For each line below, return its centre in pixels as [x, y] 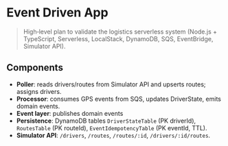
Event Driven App [57, 13]
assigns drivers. [39, 91]
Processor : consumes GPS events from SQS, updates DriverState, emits [118, 99]
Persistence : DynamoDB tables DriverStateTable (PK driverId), [106, 121]
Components [35, 68]
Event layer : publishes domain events [70, 113]
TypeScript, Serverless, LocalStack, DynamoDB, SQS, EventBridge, [118, 38]
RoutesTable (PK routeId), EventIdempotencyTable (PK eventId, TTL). [112, 127]
